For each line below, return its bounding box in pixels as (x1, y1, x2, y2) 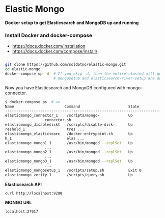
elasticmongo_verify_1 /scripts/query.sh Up (5, 172, 133, 177)
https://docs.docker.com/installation (12, 43, 86, 49)
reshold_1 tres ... (5, 127, 84, 132)
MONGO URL (5, 199, 32, 205)
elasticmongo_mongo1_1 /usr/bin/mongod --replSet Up (5, 140, 133, 145)
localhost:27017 (5, 209, 38, 214)
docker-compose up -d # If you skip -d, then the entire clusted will (5, 71, 155, 76)
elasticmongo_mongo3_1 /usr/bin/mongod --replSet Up (5, 159, 133, 164)
